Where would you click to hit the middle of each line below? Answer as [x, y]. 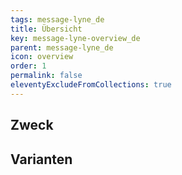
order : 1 [28, 66]
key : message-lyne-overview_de [75, 38]
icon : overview [42, 57]
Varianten [41, 159]
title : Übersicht [46, 29]
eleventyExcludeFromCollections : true [91, 85]
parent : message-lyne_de [62, 47]
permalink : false [46, 76]
